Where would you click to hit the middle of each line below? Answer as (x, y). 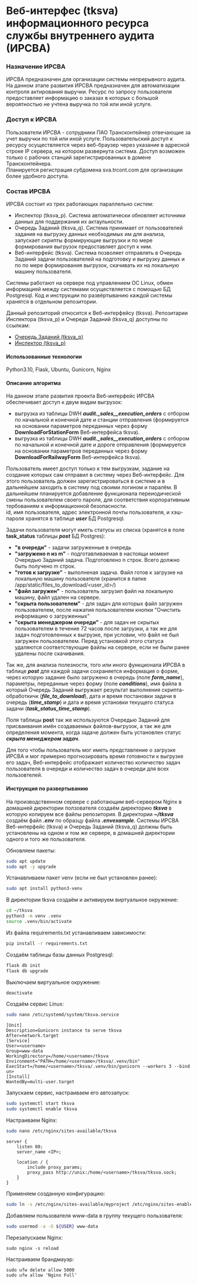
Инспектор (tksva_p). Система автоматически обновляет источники (100, 215)
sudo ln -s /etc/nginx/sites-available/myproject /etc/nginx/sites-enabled (101, 1204)
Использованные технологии (44, 356)
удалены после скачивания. (50, 653)
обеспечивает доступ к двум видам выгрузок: (64, 402)
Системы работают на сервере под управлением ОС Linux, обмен (89, 283)
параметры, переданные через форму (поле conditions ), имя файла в (94, 684)
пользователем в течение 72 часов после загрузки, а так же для (96, 629)
